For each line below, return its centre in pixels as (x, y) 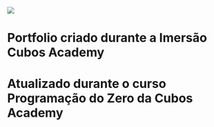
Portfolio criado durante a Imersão (107, 38)
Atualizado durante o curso (87, 84)
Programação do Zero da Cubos (100, 99)
